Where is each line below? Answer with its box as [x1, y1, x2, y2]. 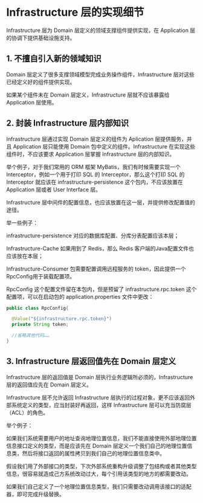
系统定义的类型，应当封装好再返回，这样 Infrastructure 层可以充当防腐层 [11, 401, 192, 408]
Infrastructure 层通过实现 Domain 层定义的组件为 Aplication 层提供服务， [6, 135, 187, 143]
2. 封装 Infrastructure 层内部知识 [6, 118, 129, 129]
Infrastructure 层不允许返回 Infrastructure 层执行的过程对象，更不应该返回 [6, 394, 190, 401]
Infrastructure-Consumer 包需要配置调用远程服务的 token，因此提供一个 [6, 265, 186, 272]
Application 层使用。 [6, 98, 57, 106]
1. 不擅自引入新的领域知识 [6, 54, 101, 64]
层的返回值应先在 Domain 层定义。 [6, 381, 92, 388]
